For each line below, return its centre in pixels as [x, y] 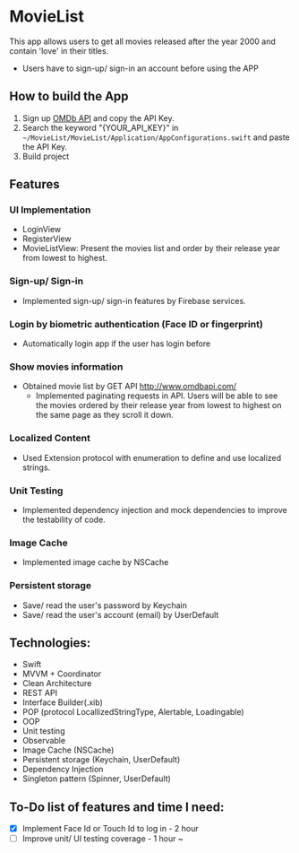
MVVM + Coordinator [62, 674]
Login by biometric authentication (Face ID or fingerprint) [137, 324]
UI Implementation [50, 210]
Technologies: [50, 643]
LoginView [42, 230]
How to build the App [69, 96]
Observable [43, 741]
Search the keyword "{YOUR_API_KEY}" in [100, 127]
